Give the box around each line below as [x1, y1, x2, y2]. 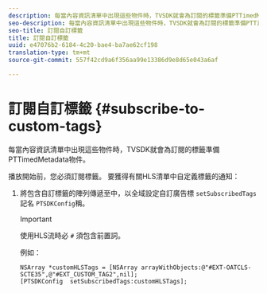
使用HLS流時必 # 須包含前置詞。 [19, 230, 126, 240]
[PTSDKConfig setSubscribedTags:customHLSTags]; [19, 277, 188, 285]
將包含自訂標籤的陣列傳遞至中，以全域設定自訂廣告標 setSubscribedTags [19, 188, 257, 197]
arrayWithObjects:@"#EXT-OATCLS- [141, 264, 252, 272]
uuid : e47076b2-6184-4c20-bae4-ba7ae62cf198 [8, 41, 158, 49]
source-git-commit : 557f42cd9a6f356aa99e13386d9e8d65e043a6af [8, 57, 219, 64]
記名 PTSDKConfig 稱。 [19, 198, 90, 208]
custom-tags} [8, 117, 103, 135]
